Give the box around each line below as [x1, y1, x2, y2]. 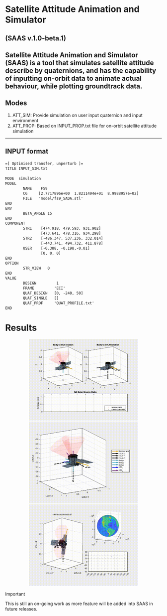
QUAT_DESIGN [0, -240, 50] [23, 291, 83, 296]
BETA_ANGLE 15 [23, 211, 52, 216]
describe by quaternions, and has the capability [5, 66, 157, 75]
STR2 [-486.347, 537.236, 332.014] [23, 236, 103, 241]
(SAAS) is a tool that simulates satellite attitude [5, 58, 154, 67]
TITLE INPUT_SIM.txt [5, 166, 48, 171]
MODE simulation [5, 176, 41, 181]
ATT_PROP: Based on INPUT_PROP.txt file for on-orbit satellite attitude [12, 123, 157, 129]
